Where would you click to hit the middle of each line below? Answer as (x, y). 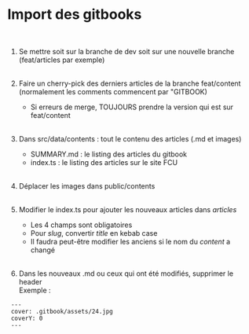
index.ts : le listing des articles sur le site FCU (104, 162)
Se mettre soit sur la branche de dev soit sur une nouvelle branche (126, 51)
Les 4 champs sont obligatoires (81, 225)
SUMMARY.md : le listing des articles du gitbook (109, 154)
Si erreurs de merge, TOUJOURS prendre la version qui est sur (132, 107)
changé (43, 250)
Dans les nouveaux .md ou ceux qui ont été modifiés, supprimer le (126, 273)
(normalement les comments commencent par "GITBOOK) (113, 91)
